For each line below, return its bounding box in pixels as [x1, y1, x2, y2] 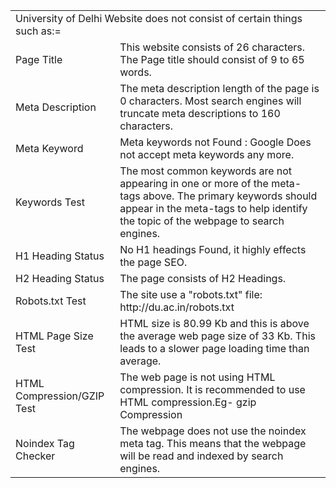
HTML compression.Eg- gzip [119, 395, 257, 409]
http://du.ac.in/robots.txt [119, 300, 235, 314]
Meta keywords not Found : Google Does [119, 135, 312, 149]
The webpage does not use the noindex [119, 424, 307, 438]
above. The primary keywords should [143, 189, 318, 203]
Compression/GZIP [15, 389, 105, 403]
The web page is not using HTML [119, 370, 276, 384]
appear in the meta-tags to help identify [119, 202, 308, 215]
